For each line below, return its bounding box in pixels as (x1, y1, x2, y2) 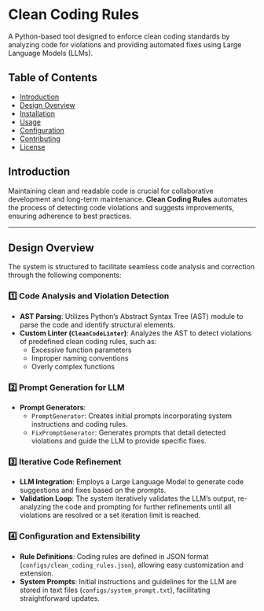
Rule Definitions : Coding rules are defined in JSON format (19, 551, 209, 561)
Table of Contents (8, 71, 98, 84)
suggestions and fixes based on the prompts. (19, 486, 167, 495)
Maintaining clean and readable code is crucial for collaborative (8, 186, 214, 195)
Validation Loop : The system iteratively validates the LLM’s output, (19, 494, 236, 503)
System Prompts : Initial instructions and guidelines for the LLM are (19, 576, 237, 586)
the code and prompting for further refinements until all (53, 502, 232, 512)
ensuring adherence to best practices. (8, 211, 132, 220)
